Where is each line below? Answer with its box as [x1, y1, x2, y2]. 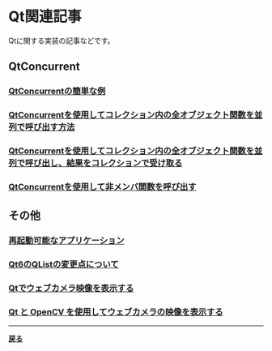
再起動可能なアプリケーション [8, 235, 125, 246]
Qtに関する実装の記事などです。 [8, 36, 115, 45]
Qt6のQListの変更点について [8, 259, 119, 270]
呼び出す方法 [24, 122, 75, 133]
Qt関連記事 [8, 7, 83, 26]
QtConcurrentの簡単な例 [8, 86, 106, 97]
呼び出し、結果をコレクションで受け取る [24, 157, 183, 169]
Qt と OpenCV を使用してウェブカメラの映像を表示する [8, 306, 224, 318]
